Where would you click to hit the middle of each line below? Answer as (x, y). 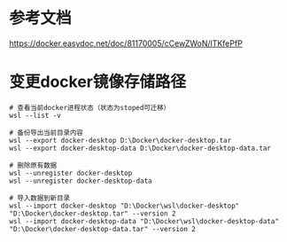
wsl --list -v (35, 115)
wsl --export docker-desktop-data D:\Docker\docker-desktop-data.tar (140, 148)
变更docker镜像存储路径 (97, 82)
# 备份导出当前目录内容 (47, 133)
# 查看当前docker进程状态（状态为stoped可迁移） (90, 107)
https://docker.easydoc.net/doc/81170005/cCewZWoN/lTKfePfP (126, 43)
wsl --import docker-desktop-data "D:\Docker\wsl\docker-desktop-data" (144, 221)
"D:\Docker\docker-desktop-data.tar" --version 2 (103, 229)
